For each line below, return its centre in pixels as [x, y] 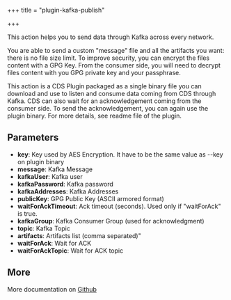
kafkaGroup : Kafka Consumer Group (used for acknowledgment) [111, 221]
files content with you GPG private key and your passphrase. [94, 73]
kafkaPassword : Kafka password [65, 184]
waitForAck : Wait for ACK [54, 243]
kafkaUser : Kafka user [50, 176]
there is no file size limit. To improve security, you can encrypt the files [109, 58]
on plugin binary [41, 161]
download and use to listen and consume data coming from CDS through [112, 94]
